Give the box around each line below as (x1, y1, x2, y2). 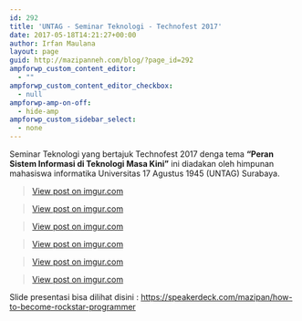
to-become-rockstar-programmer (9, 302, 137, 312)
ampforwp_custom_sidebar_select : (9, 115, 137, 124)
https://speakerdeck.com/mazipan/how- (141, 292, 293, 302)
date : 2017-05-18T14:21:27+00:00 (9, 30, 137, 39)
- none (17, 124, 43, 133)
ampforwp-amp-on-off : (9, 98, 92, 108)
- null (17, 89, 43, 98)
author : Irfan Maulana (9, 38, 96, 48)
